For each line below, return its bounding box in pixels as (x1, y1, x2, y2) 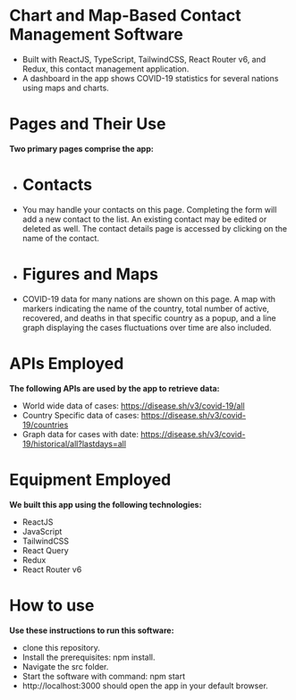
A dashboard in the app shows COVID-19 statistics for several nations (21, 72, 279, 83)
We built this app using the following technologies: (9, 499, 202, 510)
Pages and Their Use (9, 114, 166, 134)
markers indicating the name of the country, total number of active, (21, 303, 270, 314)
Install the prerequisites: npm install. (21, 652, 156, 662)
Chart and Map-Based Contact (9, 5, 241, 26)
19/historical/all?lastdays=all (21, 438, 127, 449)
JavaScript (21, 526, 63, 536)
